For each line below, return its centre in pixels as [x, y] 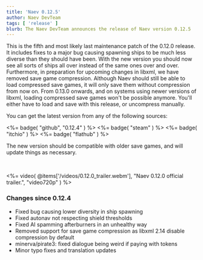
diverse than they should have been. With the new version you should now [99, 59]
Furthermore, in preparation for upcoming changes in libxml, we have [92, 72]
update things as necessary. [42, 152]
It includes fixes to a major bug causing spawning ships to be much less [96, 53]
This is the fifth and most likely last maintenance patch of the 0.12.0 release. [101, 46]
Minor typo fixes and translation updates [65, 250]
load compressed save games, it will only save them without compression [98, 85]
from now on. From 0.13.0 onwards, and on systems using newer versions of [101, 91]
